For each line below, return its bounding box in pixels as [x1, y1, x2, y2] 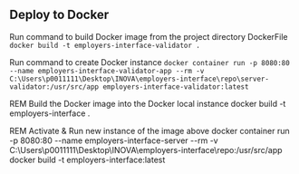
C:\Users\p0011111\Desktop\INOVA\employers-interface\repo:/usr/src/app [9, 144, 283, 155]
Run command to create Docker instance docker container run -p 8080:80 [9, 56, 290, 67]
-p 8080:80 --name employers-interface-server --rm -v [9, 135, 219, 146]
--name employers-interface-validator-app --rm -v [9, 66, 205, 75]
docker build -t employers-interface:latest [9, 154, 166, 165]
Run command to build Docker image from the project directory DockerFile [9, 31, 288, 42]
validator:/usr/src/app [9, 82, 100, 92]
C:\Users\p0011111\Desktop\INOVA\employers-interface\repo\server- [9, 74, 270, 83]
